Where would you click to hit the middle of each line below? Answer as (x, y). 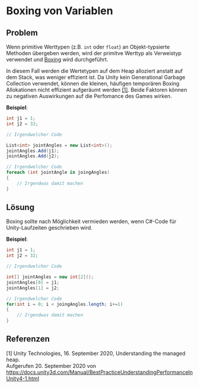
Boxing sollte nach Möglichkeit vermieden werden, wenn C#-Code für (91, 222)
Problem (22, 33)
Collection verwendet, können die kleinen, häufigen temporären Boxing (93, 83)
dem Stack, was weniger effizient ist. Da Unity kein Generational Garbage (96, 77)
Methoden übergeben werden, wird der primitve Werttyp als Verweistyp (94, 53)
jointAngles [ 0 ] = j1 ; (33, 282)
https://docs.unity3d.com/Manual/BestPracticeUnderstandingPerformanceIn (99, 372)
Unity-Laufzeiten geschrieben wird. (49, 228)
